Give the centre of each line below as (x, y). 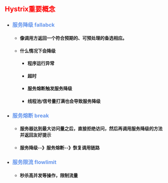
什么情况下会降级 (38, 50)
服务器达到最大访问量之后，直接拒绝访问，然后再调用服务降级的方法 (91, 128)
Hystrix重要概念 (30, 9)
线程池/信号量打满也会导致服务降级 (64, 101)
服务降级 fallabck (33, 25)
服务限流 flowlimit (34, 162)
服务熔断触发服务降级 (50, 89)
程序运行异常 (41, 63)
